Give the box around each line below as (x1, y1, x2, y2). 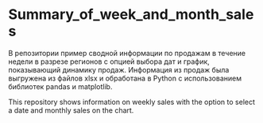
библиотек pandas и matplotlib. (8, 81, 113, 91)
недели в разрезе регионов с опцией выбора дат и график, (8, 57, 211, 66)
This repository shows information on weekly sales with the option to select (8, 97, 256, 106)
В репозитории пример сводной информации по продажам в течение (8, 48, 246, 58)
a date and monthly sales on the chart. (8, 105, 134, 115)
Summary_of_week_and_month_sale (8, 6, 254, 24)
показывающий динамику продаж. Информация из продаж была (8, 65, 230, 74)
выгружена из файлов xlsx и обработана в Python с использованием (8, 73, 242, 83)
